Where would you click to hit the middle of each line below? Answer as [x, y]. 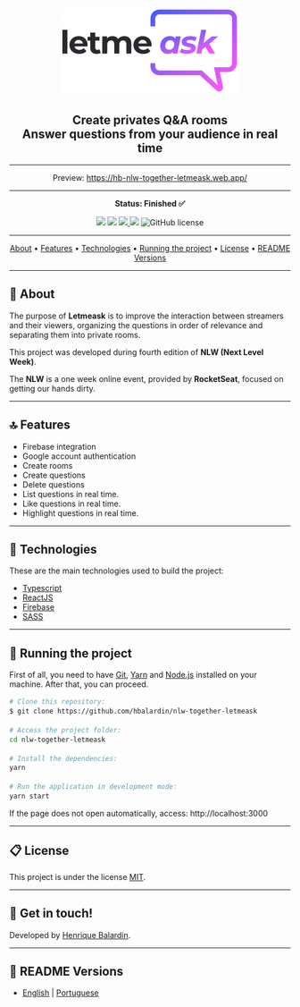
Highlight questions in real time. [80, 512]
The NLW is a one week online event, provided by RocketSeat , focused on [146, 378]
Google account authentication [79, 456]
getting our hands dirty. [52, 388]
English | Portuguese [61, 993]
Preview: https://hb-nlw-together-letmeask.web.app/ [150, 178]
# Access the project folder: [66, 730]
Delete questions [53, 484]
